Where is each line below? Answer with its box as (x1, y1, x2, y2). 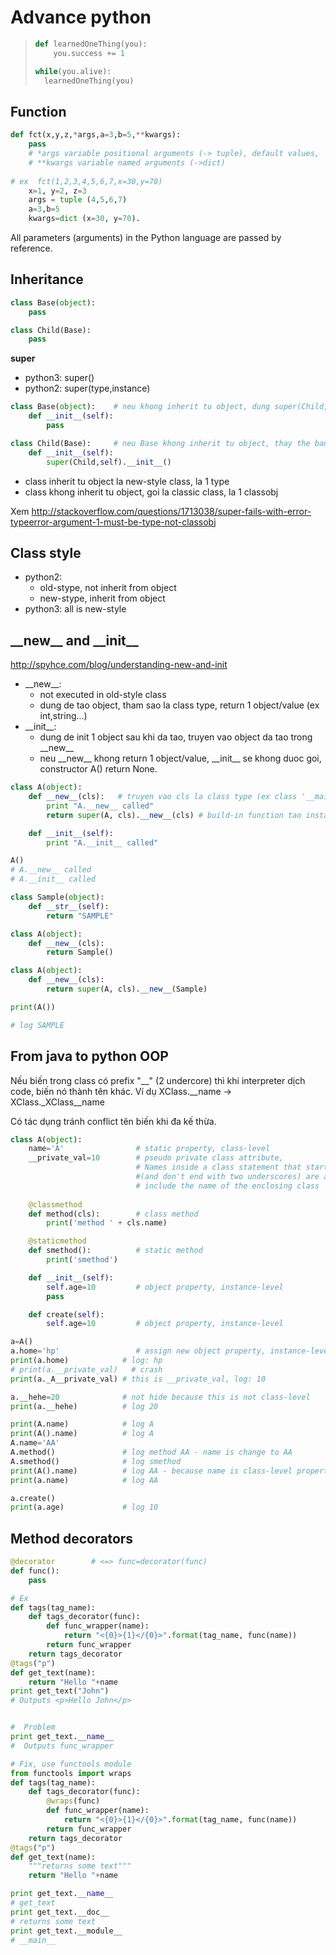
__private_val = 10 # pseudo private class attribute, (28, 1153, 284, 1163)
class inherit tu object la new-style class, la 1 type (24, 475, 230, 487)
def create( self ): (28, 1309, 105, 1320)
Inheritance (10, 271, 84, 288)
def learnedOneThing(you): (34, 39, 148, 49)
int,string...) (39, 710, 88, 722)
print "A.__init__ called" (46, 837, 159, 848)
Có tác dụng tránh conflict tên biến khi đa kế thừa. (10, 1115, 217, 1127)
